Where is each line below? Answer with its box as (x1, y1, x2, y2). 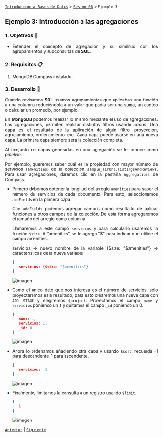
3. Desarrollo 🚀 (5, 85, 40, 92)
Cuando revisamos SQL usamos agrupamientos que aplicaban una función (5, 97, 158, 103)
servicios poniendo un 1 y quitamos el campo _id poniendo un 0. (12, 303, 144, 308)
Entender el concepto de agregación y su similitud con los (12, 43, 158, 49)
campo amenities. (12, 236, 48, 242)
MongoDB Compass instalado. (12, 73, 73, 79)
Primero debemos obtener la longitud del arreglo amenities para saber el (12, 186, 158, 192)
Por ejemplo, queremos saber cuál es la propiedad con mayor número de (5, 161, 158, 167)
